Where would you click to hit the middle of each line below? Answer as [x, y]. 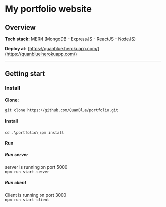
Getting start [25, 74]
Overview [21, 27]
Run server [17, 154]
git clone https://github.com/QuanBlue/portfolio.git [62, 110]
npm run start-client [27, 200]
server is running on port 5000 [36, 167]
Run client [16, 182]
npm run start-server [27, 172]
